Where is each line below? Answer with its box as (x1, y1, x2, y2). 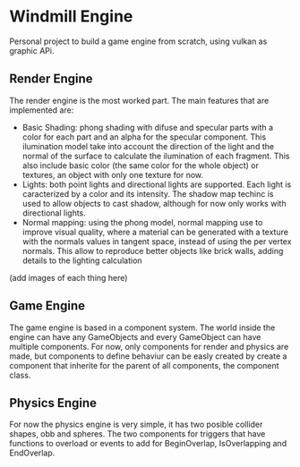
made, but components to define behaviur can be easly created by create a (9, 351, 287, 361)
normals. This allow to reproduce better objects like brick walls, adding (21, 245, 284, 256)
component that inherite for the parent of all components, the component (9, 360, 279, 370)
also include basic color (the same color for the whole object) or (21, 159, 260, 171)
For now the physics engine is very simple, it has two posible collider (9, 419, 263, 430)
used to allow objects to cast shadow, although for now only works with (21, 198, 287, 208)
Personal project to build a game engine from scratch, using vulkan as (9, 36, 268, 47)
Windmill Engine (9, 6, 133, 27)
